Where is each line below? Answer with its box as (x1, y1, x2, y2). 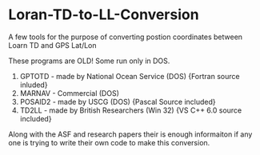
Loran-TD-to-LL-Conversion (8, 6, 199, 24)
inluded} (19, 80, 48, 89)
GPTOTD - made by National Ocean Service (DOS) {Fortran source (19, 71, 240, 81)
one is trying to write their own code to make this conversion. (8, 137, 210, 147)
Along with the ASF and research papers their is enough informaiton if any (8, 129, 253, 139)
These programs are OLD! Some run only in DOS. (8, 56, 170, 66)
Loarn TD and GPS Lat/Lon (8, 40, 98, 50)
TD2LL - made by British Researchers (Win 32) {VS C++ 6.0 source (19, 105, 242, 115)
